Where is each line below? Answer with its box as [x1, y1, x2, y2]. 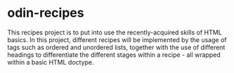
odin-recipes [7, 5, 84, 21]
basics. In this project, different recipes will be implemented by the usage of [7, 35, 227, 44]
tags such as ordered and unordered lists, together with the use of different [7, 43, 226, 51]
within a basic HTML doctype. [7, 58, 94, 66]
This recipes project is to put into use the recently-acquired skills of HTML [7, 28, 223, 36]
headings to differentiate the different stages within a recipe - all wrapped [7, 51, 221, 59]
